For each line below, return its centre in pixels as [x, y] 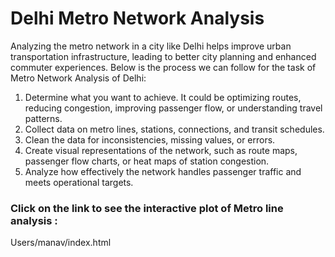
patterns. [43, 118]
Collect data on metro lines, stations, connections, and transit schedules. [174, 129]
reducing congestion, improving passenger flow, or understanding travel [173, 108]
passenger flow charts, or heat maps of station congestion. [147, 161]
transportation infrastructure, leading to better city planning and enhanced [163, 56]
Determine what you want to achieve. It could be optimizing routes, [163, 97]
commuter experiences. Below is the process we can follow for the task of [163, 67]
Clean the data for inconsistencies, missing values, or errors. [150, 139]
